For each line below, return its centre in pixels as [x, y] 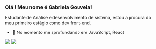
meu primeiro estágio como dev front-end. [48, 23]
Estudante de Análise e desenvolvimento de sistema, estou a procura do [78, 18]
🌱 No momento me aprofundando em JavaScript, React [68, 33]
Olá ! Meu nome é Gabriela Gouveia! [49, 7]
